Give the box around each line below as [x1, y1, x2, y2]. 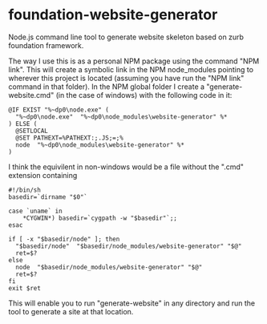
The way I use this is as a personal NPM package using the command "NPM [8, 56, 260, 66]
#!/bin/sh [8, 186, 42, 194]
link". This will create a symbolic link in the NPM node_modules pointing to [8, 64, 254, 74]
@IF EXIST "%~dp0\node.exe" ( [8, 106, 110, 114]
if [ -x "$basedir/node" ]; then [8, 235, 120, 243]
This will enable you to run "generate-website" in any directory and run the [8, 298, 255, 308]
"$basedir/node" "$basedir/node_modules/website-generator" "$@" [15, 242, 242, 250]
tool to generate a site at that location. [8, 306, 134, 316]
